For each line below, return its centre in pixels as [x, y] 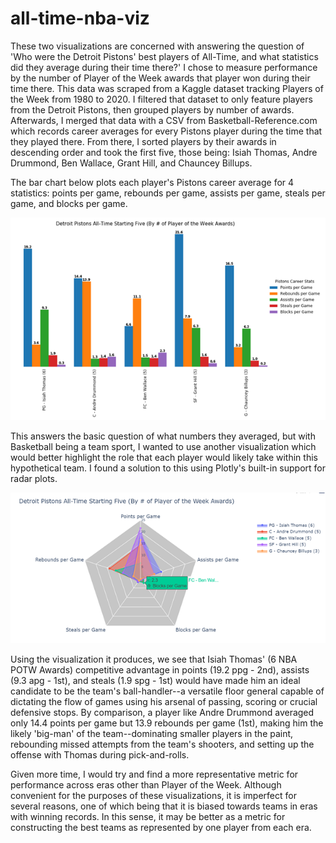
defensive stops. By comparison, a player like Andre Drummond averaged [162, 713]
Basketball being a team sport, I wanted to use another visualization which [163, 446]
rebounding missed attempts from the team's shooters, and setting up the [162, 744]
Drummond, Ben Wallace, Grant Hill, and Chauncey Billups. [131, 163]
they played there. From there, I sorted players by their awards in [143, 141]
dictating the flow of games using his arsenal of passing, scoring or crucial [164, 702]
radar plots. [34, 478]
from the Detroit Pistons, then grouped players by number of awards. [152, 109]
